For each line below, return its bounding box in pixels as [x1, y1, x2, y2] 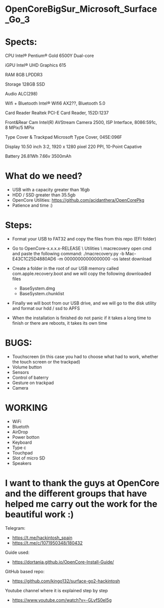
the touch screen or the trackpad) [12, 359, 81, 365]
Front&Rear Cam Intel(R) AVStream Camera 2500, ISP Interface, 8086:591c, [5, 120, 158, 125]
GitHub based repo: [5, 568, 45, 574]
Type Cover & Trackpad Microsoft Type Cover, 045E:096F [5, 134, 122, 140]
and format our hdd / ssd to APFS [12, 305, 80, 311]
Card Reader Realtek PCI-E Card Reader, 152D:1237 [5, 110, 109, 116]
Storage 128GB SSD [5, 81, 46, 87]
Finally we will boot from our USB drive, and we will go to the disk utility [12, 300, 157, 306]
